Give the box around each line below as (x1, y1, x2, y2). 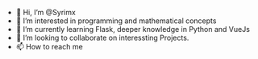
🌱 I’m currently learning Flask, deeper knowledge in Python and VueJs (15, 25, 250, 33)
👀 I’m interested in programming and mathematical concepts (15, 16, 217, 26)
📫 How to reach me (15, 42, 83, 51)
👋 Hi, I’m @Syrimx (15, 8, 77, 17)
